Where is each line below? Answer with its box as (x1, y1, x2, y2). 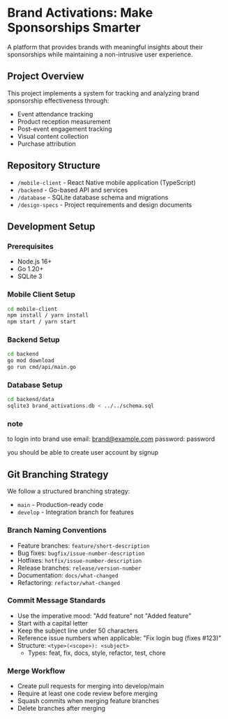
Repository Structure (7, 160, 101, 172)
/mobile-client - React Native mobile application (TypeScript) (17, 178, 197, 186)
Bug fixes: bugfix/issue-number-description (17, 549, 145, 557)
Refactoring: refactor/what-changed (17, 578, 121, 586)
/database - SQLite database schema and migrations (17, 193, 169, 202)
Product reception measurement (17, 117, 111, 126)
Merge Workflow (7, 666, 66, 676)
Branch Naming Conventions (7, 525, 107, 535)
